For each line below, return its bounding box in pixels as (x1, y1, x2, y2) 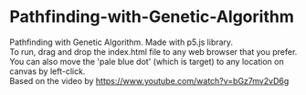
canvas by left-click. (9, 66, 86, 77)
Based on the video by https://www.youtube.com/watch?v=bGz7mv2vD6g (9, 75, 290, 86)
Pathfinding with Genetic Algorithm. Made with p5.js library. (9, 37, 234, 47)
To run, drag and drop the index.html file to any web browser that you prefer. (9, 46, 298, 57)
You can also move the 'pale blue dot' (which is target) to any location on (9, 56, 285, 67)
